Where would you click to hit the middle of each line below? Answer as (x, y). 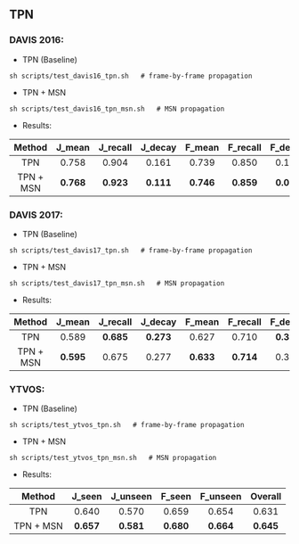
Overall (266, 497)
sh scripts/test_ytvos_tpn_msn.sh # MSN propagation (113, 458)
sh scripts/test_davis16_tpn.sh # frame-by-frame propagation (131, 76)
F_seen (176, 497)
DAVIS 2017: (36, 215)
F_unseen (221, 497)
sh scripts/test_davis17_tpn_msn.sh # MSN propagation (117, 283)
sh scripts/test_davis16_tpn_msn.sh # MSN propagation (117, 109)
